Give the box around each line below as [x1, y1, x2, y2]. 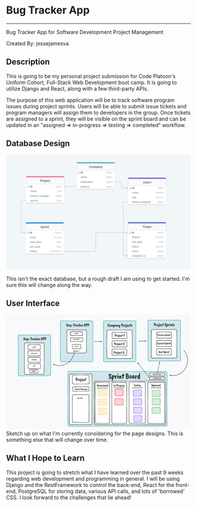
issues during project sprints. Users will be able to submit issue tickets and [6, 102, 186, 109]
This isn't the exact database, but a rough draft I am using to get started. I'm [6, 275, 190, 282]
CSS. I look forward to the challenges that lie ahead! [6, 493, 132, 501]
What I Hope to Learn [6, 453, 85, 463]
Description [6, 57, 50, 67]
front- [175, 481, 190, 488]
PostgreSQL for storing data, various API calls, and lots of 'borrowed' [18, 488, 185, 495]
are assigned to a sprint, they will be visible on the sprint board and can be [6, 115, 186, 122]
